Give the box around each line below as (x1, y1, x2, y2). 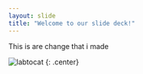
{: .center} (45, 57, 79, 67)
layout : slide (8, 11, 57, 20)
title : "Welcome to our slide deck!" (8, 19, 136, 27)
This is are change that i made (8, 41, 109, 51)
